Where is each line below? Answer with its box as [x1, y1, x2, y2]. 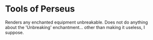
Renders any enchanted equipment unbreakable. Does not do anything [5, 19, 148, 25]
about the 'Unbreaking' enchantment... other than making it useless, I [5, 24, 145, 30]
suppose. [5, 29, 24, 35]
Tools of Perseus [5, 3, 75, 14]
